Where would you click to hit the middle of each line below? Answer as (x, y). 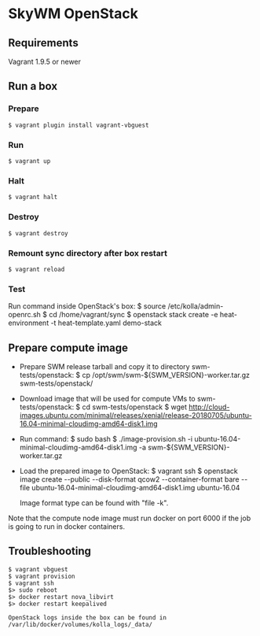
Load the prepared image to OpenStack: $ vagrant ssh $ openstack (128, 471)
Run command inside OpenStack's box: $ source (87, 306)
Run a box (33, 86)
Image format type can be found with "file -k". (94, 503)
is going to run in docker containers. (67, 526)
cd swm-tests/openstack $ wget (134, 407)
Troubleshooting (50, 551)
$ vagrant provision (42, 576)
